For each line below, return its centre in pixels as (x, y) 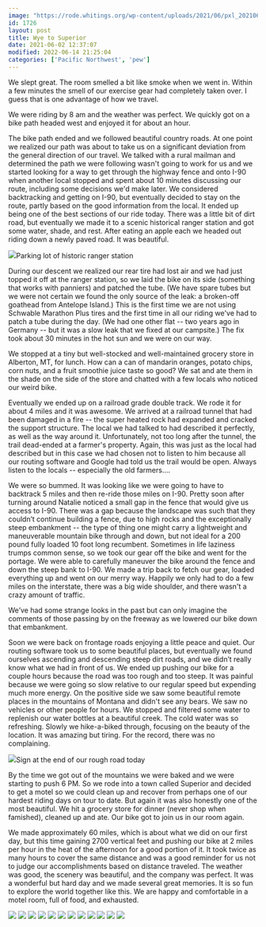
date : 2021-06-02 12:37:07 (53, 45)
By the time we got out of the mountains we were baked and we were (122, 775)
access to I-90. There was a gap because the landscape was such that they (132, 510)
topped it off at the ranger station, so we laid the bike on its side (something (132, 279)
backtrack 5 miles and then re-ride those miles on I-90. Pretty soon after (126, 494)
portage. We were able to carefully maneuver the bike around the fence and (132, 561)
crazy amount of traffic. (47, 594)
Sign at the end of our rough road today (81, 759)
